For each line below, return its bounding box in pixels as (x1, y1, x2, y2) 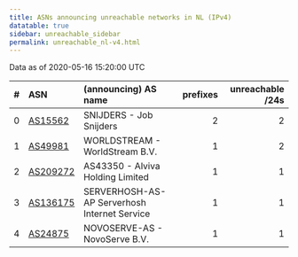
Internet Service (82, 207, 151, 220)
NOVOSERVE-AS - (82, 222, 163, 235)
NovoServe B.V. (82, 233, 149, 245)
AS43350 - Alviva (82, 160, 161, 173)
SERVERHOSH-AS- (82, 185, 167, 198)
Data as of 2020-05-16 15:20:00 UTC (9, 62, 145, 73)
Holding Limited (82, 171, 149, 183)
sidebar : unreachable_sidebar (9, 29, 122, 38)
